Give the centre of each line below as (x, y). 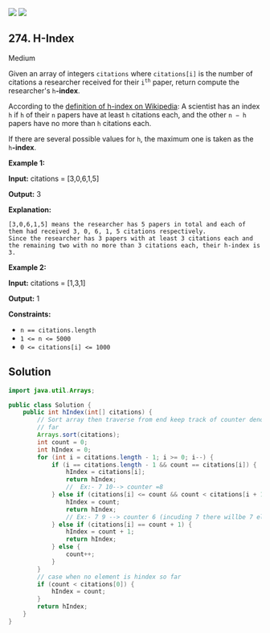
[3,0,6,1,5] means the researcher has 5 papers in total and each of (127, 224)
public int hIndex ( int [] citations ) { (88, 412)
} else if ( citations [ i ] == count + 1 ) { (122, 525)
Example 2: (27, 267)
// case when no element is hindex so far (109, 577)
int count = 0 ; (63, 442)
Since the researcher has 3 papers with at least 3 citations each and (131, 238)
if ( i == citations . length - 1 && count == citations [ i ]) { (154, 465)
